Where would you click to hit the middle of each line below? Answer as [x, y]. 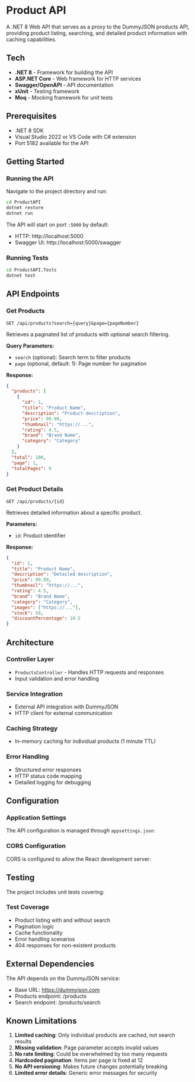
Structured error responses [48, 770]
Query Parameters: [30, 346]
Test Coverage [28, 907]
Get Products [25, 311]
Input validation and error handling [57, 678]
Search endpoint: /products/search [57, 1002]
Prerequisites [31, 116]
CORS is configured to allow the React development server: [79, 859]
